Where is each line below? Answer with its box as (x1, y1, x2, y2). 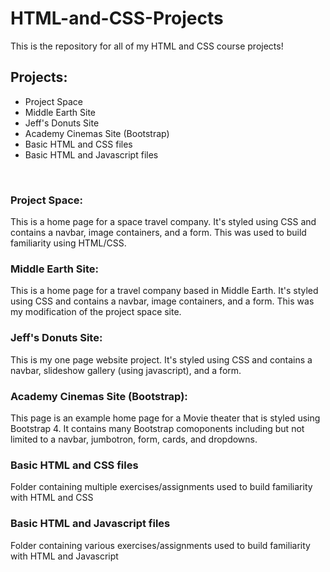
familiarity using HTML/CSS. (10, 237, 127, 249)
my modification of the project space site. (10, 306, 182, 318)
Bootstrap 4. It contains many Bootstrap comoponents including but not (10, 422, 305, 434)
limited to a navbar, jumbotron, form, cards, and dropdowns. (10, 433, 258, 445)
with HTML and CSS (10, 492, 94, 504)
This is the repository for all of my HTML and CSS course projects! (10, 40, 284, 52)
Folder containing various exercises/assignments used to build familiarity (10, 539, 311, 551)
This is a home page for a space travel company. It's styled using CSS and (10, 216, 317, 228)
